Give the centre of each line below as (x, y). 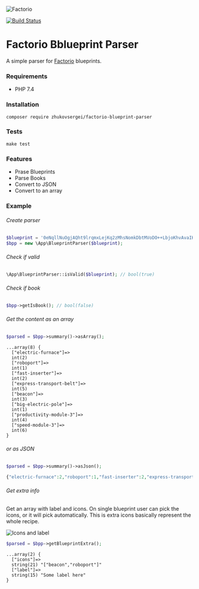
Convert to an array (38, 191)
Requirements (27, 76)
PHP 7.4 (24, 89)
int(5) (20, 389)
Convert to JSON (36, 184)
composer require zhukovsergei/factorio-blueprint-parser (79, 117)
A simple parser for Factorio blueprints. (54, 61)
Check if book (23, 288)
